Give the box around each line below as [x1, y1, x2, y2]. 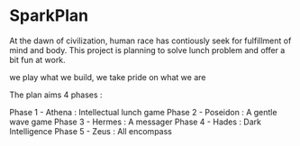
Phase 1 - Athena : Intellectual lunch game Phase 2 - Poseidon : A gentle [9, 106, 277, 117]
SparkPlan [9, 5, 89, 26]
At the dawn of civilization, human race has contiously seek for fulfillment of [9, 35, 292, 46]
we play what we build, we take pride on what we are [9, 71, 206, 82]
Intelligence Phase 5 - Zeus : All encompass [9, 125, 173, 136]
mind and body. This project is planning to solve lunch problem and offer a [9, 44, 286, 55]
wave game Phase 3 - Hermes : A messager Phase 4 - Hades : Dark [9, 116, 261, 127]
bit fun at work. [9, 54, 66, 65]
